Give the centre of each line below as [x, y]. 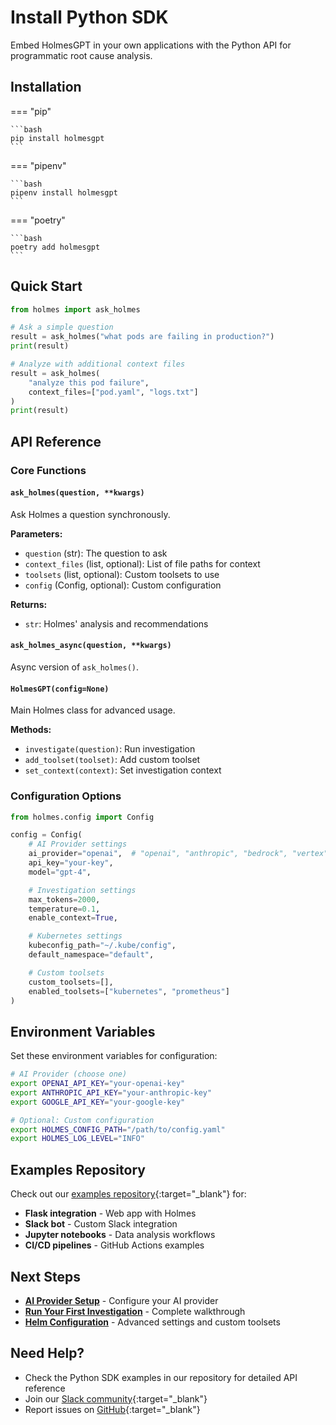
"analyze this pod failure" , [89, 382]
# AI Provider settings [78, 844]
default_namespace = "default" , [91, 955]
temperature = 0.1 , [64, 909]
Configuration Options [66, 796]
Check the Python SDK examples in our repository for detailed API [161, 1377]
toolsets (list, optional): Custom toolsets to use [122, 574]
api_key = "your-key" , [71, 863]
